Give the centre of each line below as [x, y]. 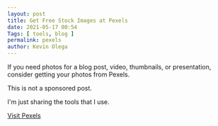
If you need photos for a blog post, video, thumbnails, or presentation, [109, 67]
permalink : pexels [34, 40]
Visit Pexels [24, 115]
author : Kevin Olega [38, 47]
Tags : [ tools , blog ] [41, 34]
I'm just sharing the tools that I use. [58, 102]
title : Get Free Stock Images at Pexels [68, 21]
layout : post [27, 14]
